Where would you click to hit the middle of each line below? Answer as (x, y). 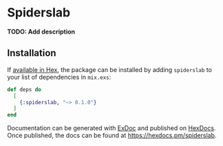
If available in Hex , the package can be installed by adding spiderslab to (109, 69)
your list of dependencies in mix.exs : (59, 77)
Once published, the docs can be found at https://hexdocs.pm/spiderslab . (112, 136)
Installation (32, 53)
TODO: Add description (41, 32)
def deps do (24, 89)
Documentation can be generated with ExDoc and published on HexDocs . (111, 128)
